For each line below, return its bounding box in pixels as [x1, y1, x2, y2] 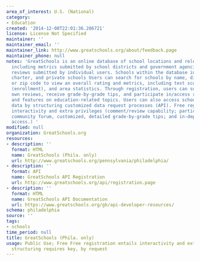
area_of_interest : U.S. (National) [6, 8, 95, 15]
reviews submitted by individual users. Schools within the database [11, 69, 187, 75]
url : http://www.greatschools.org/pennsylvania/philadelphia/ [11, 158, 169, 164]
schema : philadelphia [6, 207, 60, 214]
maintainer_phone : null [6, 53, 65, 59]
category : [6, 14, 31, 20]
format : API [11, 168, 42, 175]
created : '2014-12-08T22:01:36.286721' [6, 25, 105, 31]
